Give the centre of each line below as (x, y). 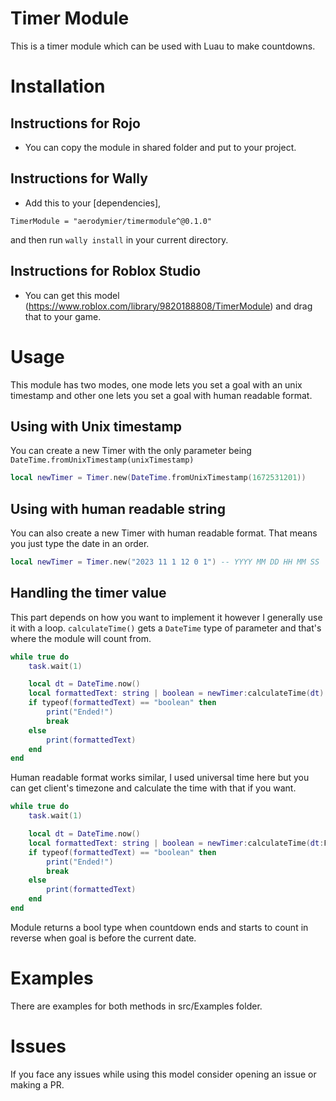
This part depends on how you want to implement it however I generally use (166, 617)
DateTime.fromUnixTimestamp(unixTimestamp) (102, 460)
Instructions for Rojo (75, 123)
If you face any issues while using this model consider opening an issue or (163, 1074)
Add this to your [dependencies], (93, 203)
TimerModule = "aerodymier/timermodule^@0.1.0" (111, 221)
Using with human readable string (118, 508)
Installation (58, 86)
